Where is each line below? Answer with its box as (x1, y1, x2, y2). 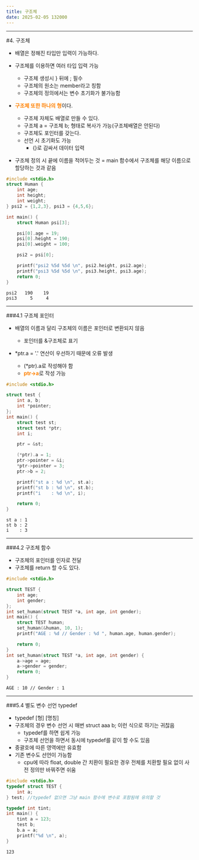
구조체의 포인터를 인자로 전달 (14, 557, 82, 564)
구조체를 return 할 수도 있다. (14, 564, 81, 572)
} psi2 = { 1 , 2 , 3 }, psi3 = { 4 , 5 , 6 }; (6, 203, 94, 209)
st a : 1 (6, 517, 28, 523)
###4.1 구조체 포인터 (6, 312, 54, 319)
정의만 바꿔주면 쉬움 (30, 766, 76, 773)
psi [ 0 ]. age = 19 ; (17, 230, 60, 236)
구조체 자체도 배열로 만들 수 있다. (23, 114, 99, 121)
